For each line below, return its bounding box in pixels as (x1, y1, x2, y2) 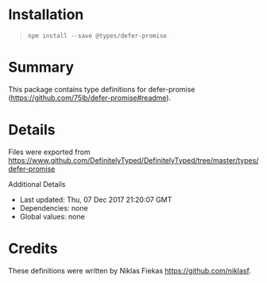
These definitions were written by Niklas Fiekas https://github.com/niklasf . (8, 266, 252, 275)
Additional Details (8, 179, 66, 188)
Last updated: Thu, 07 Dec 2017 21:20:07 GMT (19, 195, 172, 204)
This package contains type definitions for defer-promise (8, 84, 195, 94)
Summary (8, 58, 74, 76)
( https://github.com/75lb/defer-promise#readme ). (8, 93, 172, 103)
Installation (8, 6, 84, 24)
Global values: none (19, 211, 85, 221)
